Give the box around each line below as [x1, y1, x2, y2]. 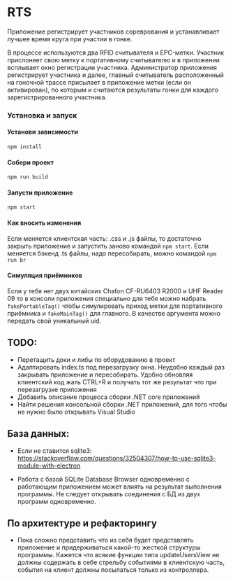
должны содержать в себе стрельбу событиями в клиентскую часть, [17, 558, 225, 567]
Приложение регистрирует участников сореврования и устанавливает [7, 27, 220, 36]
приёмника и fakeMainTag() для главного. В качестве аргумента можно [7, 309, 221, 317]
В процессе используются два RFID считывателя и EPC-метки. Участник [7, 48, 225, 57]
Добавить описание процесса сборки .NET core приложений [17, 393, 200, 401]
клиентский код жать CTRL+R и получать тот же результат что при [17, 377, 217, 386]
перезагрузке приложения [17, 385, 97, 393]
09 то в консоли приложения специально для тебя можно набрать [7, 294, 206, 302]
